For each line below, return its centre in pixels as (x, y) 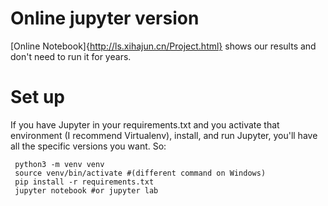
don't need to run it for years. (71, 56)
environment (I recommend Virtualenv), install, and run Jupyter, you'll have (164, 135)
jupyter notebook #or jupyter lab (86, 190)
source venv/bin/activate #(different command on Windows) (140, 173)
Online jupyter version (105, 18)
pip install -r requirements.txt (84, 182)
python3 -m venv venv (59, 164)
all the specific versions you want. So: (88, 146)
